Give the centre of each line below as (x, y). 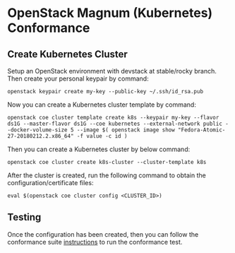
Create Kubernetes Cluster (68, 54)
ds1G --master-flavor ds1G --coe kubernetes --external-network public (115, 124)
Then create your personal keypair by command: (78, 78)
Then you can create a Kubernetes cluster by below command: (99, 149)
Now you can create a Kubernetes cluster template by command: (102, 105)
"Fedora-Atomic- (201, 130)
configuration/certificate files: (50, 183)
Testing (24, 217)
